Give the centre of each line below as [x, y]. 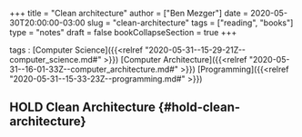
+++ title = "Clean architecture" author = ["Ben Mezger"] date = [129, 13]
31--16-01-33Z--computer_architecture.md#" [94, 69]
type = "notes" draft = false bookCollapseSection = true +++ [123, 32]
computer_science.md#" [55, 59]
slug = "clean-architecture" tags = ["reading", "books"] [190, 23]
